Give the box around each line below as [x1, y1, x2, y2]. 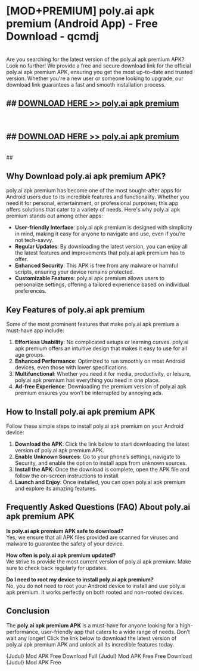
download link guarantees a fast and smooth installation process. [6, 81, 166, 88]
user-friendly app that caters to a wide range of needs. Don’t [41, 628, 191, 635]
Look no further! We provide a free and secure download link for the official [6, 62, 191, 69]
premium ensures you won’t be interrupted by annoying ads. [14, 390, 163, 397]
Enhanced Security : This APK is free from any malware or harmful [14, 262, 179, 269]
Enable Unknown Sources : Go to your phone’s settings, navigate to [14, 453, 181, 460]
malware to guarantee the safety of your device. [6, 540, 125, 547]
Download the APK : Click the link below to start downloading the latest [14, 440, 189, 448]
